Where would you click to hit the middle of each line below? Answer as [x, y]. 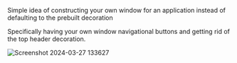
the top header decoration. [47, 39]
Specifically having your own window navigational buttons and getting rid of [118, 31]
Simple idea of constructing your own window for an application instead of [117, 10]
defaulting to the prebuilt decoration [60, 18]
